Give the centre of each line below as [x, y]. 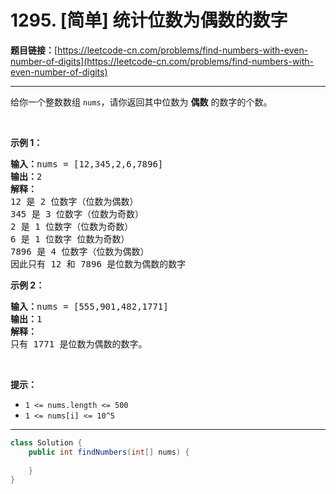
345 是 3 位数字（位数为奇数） [77, 214]
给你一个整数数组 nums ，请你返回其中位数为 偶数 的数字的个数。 [141, 102]
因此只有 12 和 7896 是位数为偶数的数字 [98, 264]
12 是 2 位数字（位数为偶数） [74, 201]
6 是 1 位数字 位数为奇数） [70, 239]
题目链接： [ [34, 50]
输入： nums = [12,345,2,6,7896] [87, 164]
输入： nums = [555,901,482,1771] [89, 306]
